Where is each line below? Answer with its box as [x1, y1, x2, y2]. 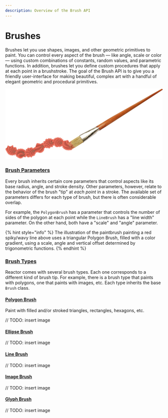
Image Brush [5, 374, 32, 380]
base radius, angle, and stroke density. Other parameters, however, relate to [5, 183, 162, 189]
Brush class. [5, 285, 30, 291]
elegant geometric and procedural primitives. [5, 78, 98, 84]
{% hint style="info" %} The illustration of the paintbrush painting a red [5, 229, 151, 235]
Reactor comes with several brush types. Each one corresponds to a [5, 269, 146, 275]
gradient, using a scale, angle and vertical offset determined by [5, 240, 136, 246]
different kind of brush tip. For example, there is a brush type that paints [5, 275, 153, 281]
